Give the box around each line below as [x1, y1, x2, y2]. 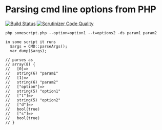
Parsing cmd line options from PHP [5, 4, 156, 15]
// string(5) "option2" [5, 97, 60, 103]
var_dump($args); [10, 48, 47, 53]
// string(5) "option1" [5, 89, 60, 94]
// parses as [5, 57, 33, 62]
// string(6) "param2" [5, 79, 58, 85]
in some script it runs [5, 39, 56, 45]
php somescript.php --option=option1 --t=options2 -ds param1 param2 [5, 30, 157, 35]
